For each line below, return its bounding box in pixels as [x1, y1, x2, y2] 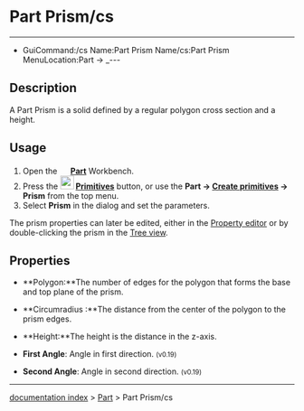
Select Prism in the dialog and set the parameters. [22, 200, 210, 210]
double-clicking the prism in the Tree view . [9, 227, 169, 238]
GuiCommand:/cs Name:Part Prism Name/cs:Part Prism [22, 44, 230, 55]
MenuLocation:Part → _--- [22, 54, 120, 65]
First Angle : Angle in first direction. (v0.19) [22, 349, 177, 360]
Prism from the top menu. [22, 190, 119, 201]
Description [9, 80, 77, 96]
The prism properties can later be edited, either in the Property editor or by [9, 217, 289, 228]
